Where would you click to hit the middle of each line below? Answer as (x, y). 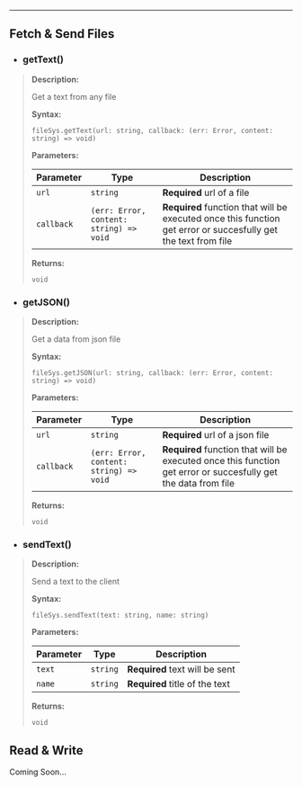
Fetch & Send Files (62, 34)
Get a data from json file (76, 339)
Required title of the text (179, 684)
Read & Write (46, 750)
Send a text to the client (75, 582)
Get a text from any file (74, 96)
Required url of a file (206, 192)
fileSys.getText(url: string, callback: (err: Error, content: (152, 130)
